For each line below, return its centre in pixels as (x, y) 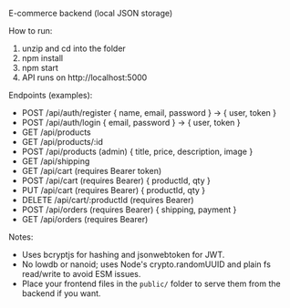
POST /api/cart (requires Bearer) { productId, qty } (116, 180)
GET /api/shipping (56, 161)
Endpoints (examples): (51, 95)
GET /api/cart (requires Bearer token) (92, 171)
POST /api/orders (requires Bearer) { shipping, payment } (129, 210)
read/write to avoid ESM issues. (81, 274)
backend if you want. (61, 293)
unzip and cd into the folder (74, 48)
